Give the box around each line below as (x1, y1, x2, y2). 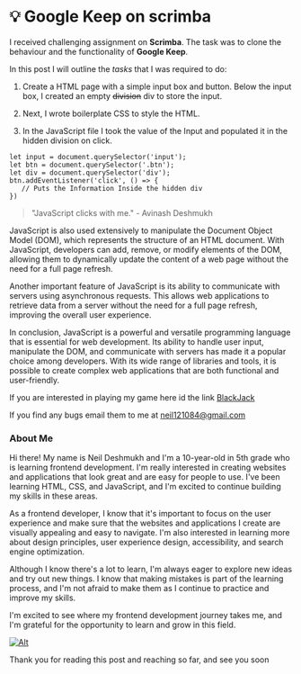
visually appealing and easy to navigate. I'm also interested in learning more (9, 527, 290, 538)
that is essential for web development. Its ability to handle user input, (9, 336, 264, 347)
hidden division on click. (22, 135, 112, 146)
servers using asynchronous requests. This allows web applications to (9, 290, 270, 301)
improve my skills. (9, 592, 76, 604)
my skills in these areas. (9, 490, 99, 501)
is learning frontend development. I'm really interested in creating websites (9, 462, 287, 473)
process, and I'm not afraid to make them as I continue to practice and (9, 583, 270, 594)
